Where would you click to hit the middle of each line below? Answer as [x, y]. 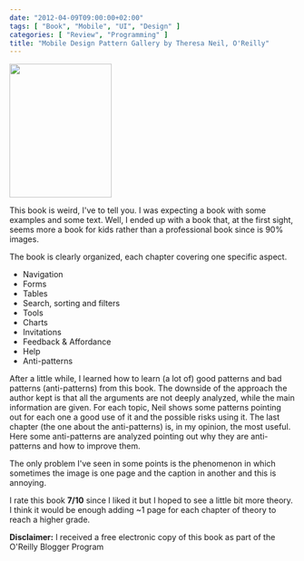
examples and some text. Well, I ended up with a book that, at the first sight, [151, 220]
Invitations [42, 333]
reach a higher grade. [50, 520]
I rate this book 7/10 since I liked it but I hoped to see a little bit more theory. [151, 500]
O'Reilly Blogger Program [57, 547]
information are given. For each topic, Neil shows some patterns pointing [145, 408]
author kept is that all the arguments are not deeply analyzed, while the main [152, 398]
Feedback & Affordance [67, 342]
